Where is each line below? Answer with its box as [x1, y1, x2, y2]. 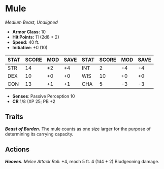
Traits [5, 113, 24, 121]
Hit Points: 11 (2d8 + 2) [12, 34, 60, 40]
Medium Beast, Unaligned [5, 19, 58, 25]
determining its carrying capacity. [5, 131, 74, 137]
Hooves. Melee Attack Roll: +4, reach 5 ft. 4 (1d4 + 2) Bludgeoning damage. [5, 158, 160, 164]
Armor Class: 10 [12, 29, 46, 34]
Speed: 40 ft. [12, 39, 40, 45]
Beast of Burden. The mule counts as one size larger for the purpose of [5, 126, 151, 132]
